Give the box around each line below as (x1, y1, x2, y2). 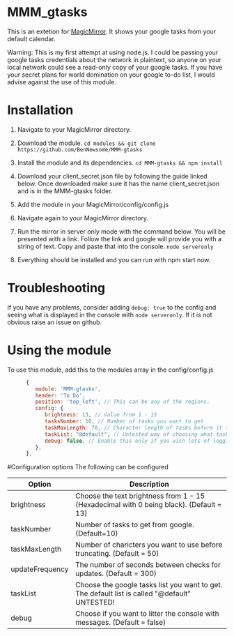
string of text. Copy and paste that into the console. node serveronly (17, 242, 214, 250)
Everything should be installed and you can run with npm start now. (17, 255, 211, 264)
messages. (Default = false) (75, 618, 166, 628)
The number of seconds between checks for (75, 560, 221, 570)
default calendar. (7, 34, 56, 43)
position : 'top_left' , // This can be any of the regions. (35, 398, 210, 405)
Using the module (7, 342, 111, 358)
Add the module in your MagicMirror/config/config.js (17, 200, 169, 209)
